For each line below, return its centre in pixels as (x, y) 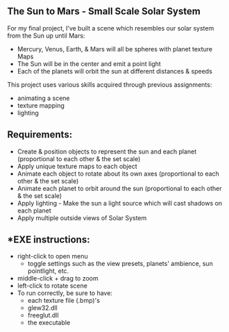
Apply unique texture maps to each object (77, 166)
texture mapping (41, 105)
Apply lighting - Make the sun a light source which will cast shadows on (120, 203)
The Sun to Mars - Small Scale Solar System (104, 11)
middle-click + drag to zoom (58, 279)
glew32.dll (42, 308)
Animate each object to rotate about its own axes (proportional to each (118, 174)
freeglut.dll (43, 315)
